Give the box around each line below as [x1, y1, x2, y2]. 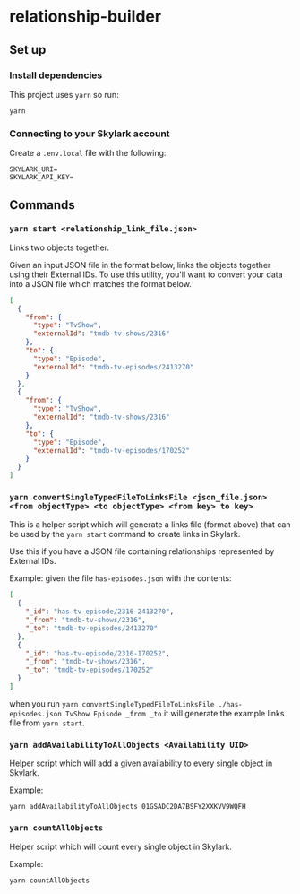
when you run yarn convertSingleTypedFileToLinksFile [9, 698, 215, 709]
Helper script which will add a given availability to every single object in [9, 758, 273, 768]
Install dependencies [9, 69, 103, 82]
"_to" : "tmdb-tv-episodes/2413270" [25, 623, 159, 633]
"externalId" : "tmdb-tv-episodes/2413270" [32, 362, 194, 371]
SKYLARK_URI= [9, 165, 58, 174]
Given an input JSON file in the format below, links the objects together [9, 259, 271, 270]
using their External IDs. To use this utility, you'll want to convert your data [9, 269, 284, 280]
